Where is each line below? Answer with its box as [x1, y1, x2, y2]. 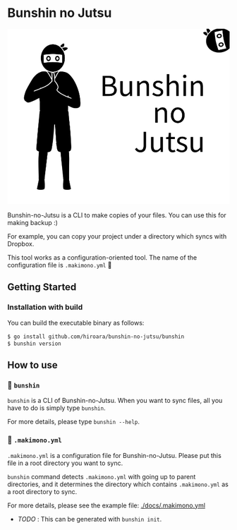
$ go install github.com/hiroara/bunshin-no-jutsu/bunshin [7, 333, 185, 340]
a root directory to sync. [7, 487, 78, 495]
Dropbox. [7, 239, 35, 248]
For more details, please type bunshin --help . [7, 418, 140, 426]
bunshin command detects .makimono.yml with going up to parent [7, 472, 196, 481]
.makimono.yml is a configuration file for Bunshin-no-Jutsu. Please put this [7, 451, 222, 459]
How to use [7, 359, 58, 371]
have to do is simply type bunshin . [7, 404, 106, 412]
